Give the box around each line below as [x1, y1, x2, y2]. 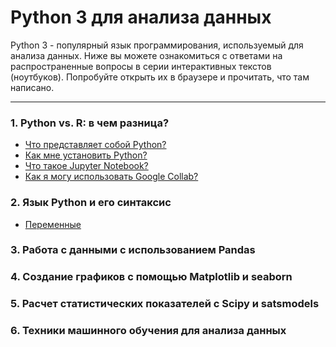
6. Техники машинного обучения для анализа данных [10, 324, 287, 338]
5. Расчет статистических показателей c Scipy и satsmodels [10, 297, 320, 311]
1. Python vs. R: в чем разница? [10, 116, 170, 130]
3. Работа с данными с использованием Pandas [10, 243, 256, 257]
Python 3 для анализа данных [10, 6, 272, 29]
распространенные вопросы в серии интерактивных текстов [10, 60, 272, 72]
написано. [10, 81, 55, 93]
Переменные [24, 218, 82, 230]
